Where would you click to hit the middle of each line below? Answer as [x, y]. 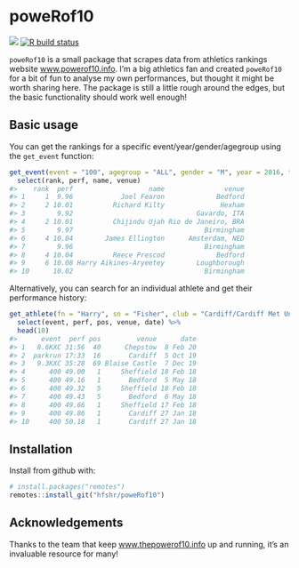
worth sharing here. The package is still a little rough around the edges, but [147, 87]
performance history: [48, 298]
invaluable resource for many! [64, 554]
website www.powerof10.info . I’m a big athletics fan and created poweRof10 [145, 68]
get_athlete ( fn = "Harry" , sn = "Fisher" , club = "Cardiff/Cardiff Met [145, 314]
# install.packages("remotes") [67, 487]
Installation [41, 449]
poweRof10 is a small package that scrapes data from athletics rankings [138, 59]
